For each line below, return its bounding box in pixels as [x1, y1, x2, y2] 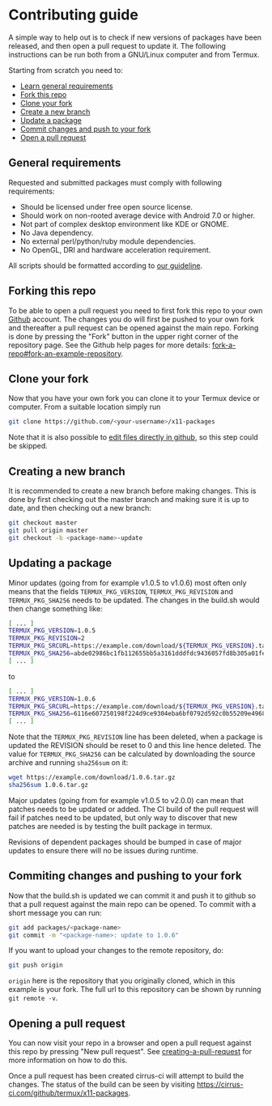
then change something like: [8, 603, 103, 613]
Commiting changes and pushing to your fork [8, 869, 242, 883]
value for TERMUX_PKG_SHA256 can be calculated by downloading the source [8, 749, 256, 759]
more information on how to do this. [8, 1055, 128, 1066]
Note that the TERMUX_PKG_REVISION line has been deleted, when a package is [8, 732, 263, 742]
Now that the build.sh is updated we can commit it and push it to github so [8, 891, 257, 900]
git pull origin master [8, 526, 89, 534]
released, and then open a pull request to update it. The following [8, 40, 227, 50]
